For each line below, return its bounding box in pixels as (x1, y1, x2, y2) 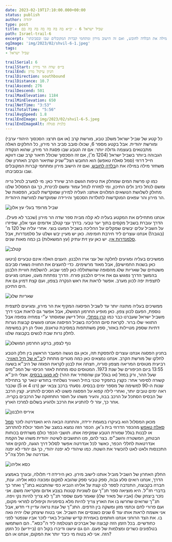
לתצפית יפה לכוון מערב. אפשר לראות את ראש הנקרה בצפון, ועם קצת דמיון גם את (5, 277, 160, 284)
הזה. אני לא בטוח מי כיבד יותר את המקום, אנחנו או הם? (5, 531, 112, 537)
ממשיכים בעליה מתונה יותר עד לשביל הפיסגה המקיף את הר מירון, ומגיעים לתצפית (5, 302, 163, 309)
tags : (5, 46, 17, 51)
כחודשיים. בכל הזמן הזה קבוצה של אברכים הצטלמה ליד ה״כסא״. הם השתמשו (5, 520, 155, 526)
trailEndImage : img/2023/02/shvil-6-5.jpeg (5, 117, 100, 122)
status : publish (5, 12, 40, 17)
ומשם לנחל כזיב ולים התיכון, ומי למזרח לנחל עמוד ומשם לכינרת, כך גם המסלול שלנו (5, 183, 165, 189)
